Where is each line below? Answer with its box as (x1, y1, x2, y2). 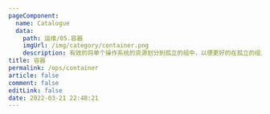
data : (15, 26, 35, 35)
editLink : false (8, 86, 63, 95)
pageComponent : (8, 11, 59, 20)
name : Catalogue (15, 19, 70, 27)
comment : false (8, 79, 59, 87)
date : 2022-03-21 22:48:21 (8, 94, 99, 102)
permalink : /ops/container (8, 64, 99, 72)
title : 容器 (8, 57, 46, 65)
